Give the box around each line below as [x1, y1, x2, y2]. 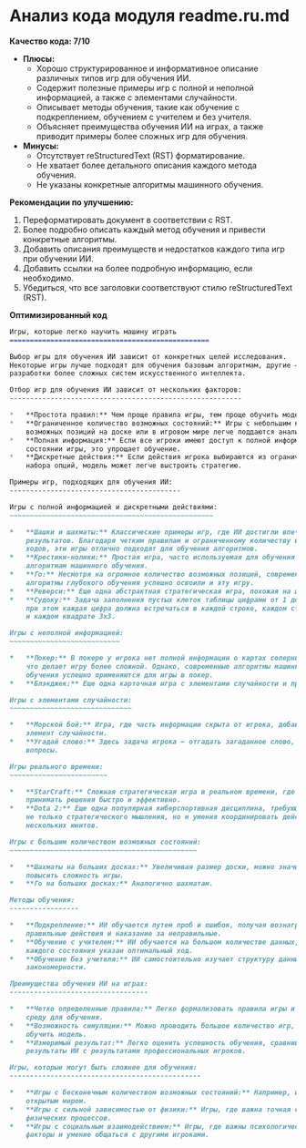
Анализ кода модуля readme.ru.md [9, 5, 290, 26]
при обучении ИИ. [22, 252, 94, 264]
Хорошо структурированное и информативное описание [36, 63, 259, 74]
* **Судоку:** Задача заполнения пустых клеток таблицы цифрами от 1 [9, 595, 287, 604]
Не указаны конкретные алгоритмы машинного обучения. [36, 179, 264, 190]
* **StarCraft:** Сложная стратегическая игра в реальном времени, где [9, 787, 296, 796]
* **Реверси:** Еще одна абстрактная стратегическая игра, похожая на [9, 587, 291, 596]
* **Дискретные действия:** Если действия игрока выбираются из [9, 453, 267, 462]
